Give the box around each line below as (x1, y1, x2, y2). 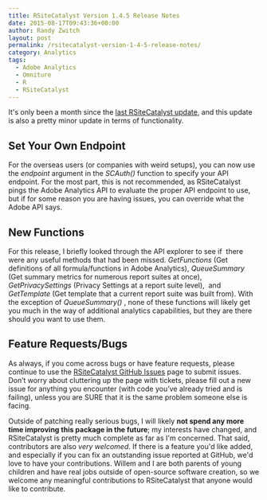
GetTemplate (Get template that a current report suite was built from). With (8, 289, 253, 299)
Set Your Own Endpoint (8, 139, 126, 152)
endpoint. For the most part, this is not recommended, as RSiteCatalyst (8, 177, 241, 187)
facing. (8, 400, 32, 410)
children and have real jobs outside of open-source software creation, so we (8, 467, 260, 476)
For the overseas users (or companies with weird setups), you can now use (8, 160, 256, 170)
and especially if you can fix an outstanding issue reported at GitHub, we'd (8, 450, 253, 459)
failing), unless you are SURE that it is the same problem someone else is (8, 392, 248, 402)
